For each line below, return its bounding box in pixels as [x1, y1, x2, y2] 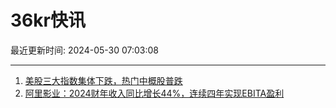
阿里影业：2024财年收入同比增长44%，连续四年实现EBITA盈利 [24, 87, 285, 99]
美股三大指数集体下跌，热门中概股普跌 [24, 74, 183, 86]
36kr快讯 [10, 9, 86, 32]
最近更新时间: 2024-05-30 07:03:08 [10, 44, 160, 56]
